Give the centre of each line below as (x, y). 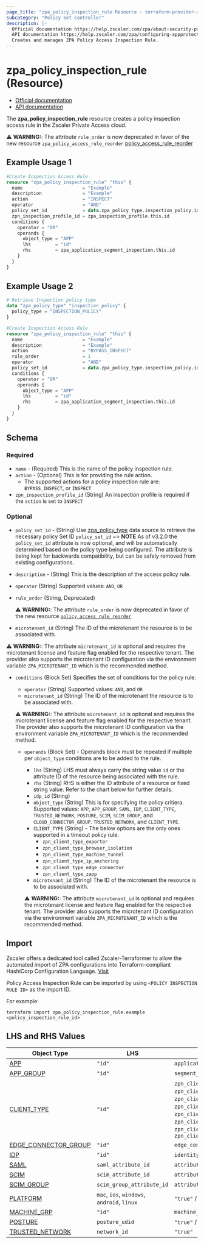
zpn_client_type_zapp (70, 874)
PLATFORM (26, 1198)
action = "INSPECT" (62, 199)
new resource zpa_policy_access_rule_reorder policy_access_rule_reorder (100, 143)
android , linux (117, 1203)
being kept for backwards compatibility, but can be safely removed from (105, 556)
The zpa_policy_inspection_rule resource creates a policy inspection (93, 118)
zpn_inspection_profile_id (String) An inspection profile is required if (102, 494)
